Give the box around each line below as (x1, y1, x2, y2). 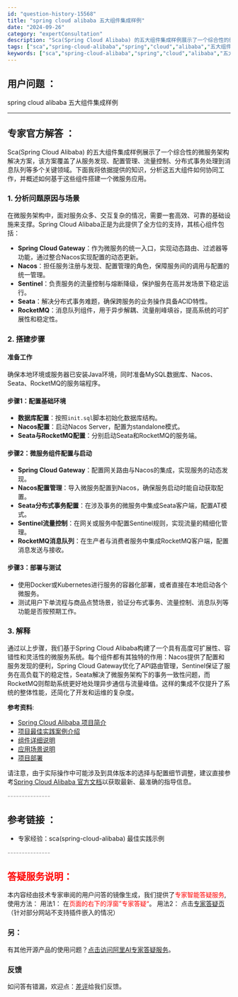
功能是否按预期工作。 (17, 607, 80, 615)
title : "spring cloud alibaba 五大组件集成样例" (7, 17, 145, 24)
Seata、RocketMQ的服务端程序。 (7, 378, 105, 387)
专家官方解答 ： (7, 128, 75, 140)
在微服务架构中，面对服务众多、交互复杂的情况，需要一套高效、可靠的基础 (7, 210, 225, 220)
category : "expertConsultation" (7, 30, 103, 38)
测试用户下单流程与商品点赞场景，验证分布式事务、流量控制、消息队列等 (17, 598, 229, 607)
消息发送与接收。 (17, 546, 68, 554)
